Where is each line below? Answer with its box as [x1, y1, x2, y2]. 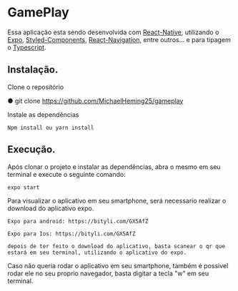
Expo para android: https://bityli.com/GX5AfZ [7, 218, 149, 225]
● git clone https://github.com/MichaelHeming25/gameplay [7, 96, 184, 105]
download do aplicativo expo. [7, 204, 94, 213]
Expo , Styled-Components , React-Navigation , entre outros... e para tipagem [7, 35, 231, 44]
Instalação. [7, 63, 59, 76]
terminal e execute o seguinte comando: [7, 170, 127, 178]
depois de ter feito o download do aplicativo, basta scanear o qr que [7, 242, 225, 250]
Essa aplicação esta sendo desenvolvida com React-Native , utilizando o [7, 28, 219, 36]
